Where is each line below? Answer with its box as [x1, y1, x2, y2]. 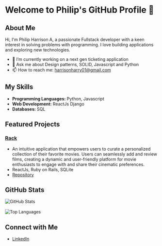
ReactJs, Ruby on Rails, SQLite [12, 166, 74, 172]
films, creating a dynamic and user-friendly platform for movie [12, 156, 137, 162]
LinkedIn [12, 236, 30, 242]
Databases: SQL [12, 106, 46, 112]
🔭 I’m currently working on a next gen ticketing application [12, 56, 129, 62]
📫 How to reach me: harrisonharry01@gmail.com [12, 67, 112, 72]
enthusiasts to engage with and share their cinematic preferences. [12, 161, 145, 167]
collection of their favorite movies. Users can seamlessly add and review [12, 151, 158, 157]
